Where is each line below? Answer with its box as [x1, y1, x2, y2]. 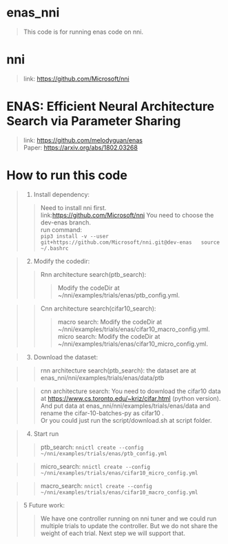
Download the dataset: [33, 353, 98, 361]
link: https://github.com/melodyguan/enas [23, 136, 143, 144]
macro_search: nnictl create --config [40, 481, 152, 490]
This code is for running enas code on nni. [23, 28, 144, 36]
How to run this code [6, 167, 128, 183]
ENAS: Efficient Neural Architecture [6, 98, 215, 114]
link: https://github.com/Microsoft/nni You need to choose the [40, 211, 214, 219]
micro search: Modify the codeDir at [57, 332, 160, 340]
